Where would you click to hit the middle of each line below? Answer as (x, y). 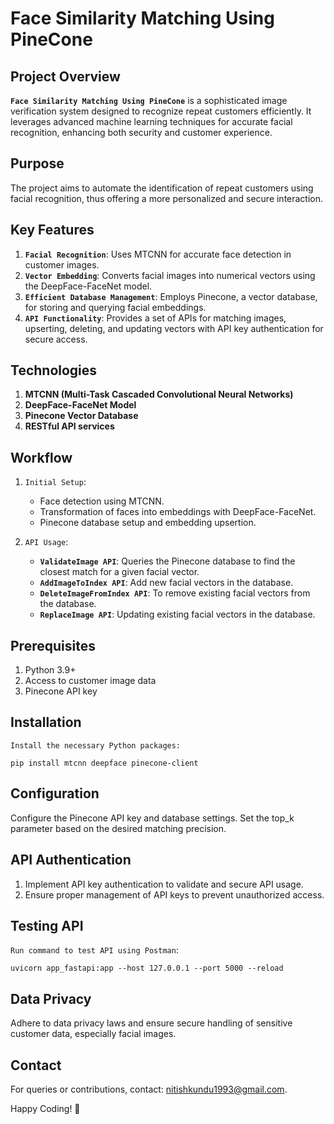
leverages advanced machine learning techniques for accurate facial (151, 121)
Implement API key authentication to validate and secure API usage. (164, 884)
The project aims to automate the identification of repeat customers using (162, 188)
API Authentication (71, 860)
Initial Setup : (55, 482)
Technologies (54, 370)
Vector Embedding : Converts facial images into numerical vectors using (170, 275)
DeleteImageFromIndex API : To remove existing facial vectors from (175, 593)
